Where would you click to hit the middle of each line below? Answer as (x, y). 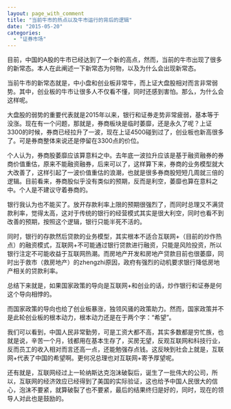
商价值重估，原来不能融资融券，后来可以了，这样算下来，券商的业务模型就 (112, 164)
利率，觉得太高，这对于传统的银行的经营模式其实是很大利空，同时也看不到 (118, 213)
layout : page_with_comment (46, 13)
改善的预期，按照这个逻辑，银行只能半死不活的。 (76, 222)
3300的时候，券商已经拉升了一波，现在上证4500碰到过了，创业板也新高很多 (115, 132)
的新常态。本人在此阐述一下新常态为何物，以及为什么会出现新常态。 (103, 68)
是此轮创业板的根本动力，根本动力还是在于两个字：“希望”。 (91, 317)
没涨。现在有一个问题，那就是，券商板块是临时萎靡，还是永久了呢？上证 (109, 123)
